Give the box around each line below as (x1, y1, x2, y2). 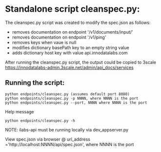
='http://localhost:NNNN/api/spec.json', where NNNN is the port (5, 141, 134, 147)
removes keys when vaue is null (12, 39, 77, 45)
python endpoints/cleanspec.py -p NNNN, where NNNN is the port (5, 96, 139, 101)
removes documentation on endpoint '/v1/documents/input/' (12, 29, 133, 35)
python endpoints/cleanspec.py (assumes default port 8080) (5, 91, 130, 96)
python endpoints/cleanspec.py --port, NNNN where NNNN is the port (5, 100, 147, 105)
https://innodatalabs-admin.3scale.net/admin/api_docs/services (5, 65, 134, 70)
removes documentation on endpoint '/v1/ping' (12, 34, 106, 40)
